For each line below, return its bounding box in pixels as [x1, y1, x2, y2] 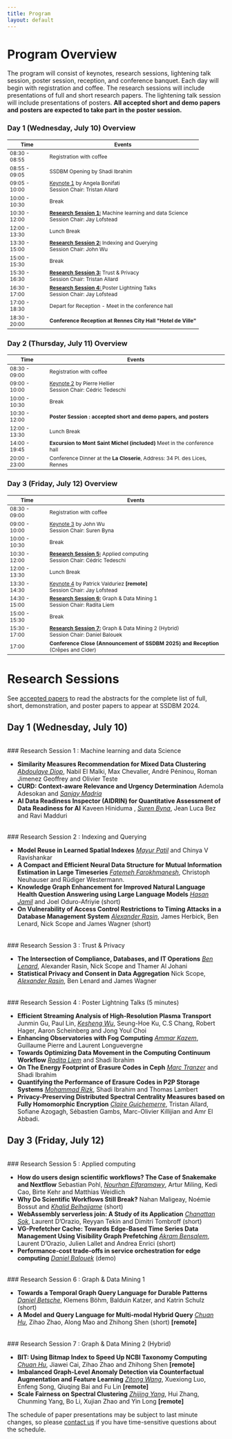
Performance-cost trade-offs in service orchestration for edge [17, 1247, 201, 1255]
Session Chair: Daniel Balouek [49, 631, 123, 639]
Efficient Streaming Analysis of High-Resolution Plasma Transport [17, 1011, 212, 1020]
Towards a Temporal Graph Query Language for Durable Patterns [17, 1289, 208, 1297]
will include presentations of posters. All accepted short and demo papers [7, 98, 221, 107]
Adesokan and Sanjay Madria [17, 789, 102, 797]
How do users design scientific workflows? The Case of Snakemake [17, 1173, 217, 1181]
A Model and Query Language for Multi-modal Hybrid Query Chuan [17, 1311, 214, 1319]
